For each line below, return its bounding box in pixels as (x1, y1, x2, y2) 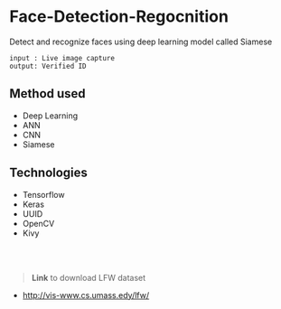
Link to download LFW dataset (31, 272, 146, 283)
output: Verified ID (9, 61, 88, 70)
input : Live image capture (9, 53, 116, 62)
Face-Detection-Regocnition (9, 6, 229, 27)
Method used (9, 86, 86, 101)
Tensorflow (22, 189, 65, 200)
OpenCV (22, 218, 55, 229)
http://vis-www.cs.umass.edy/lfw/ (22, 289, 150, 300)
